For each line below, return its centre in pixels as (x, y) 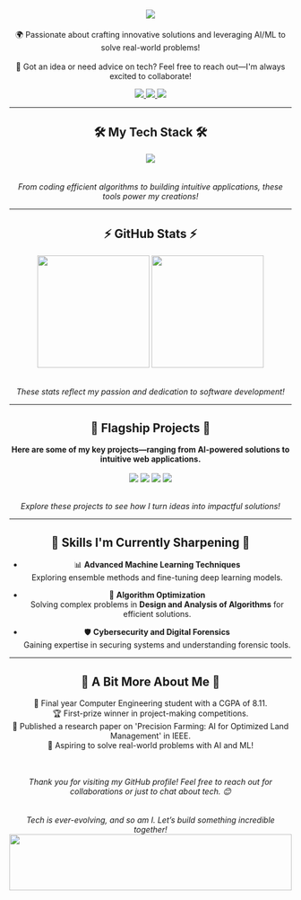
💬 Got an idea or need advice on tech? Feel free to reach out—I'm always (150, 66)
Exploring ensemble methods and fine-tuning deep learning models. (157, 578)
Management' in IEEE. (150, 736)
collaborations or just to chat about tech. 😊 (150, 791)
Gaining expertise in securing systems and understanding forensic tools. (157, 645)
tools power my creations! (150, 196)
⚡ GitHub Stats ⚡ (150, 234)
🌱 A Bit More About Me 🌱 (150, 681)
